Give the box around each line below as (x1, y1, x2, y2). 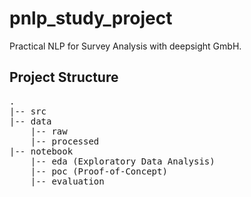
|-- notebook (9, 145, 74, 157)
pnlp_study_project (9, 7, 173, 30)
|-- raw (30, 125, 68, 137)
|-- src (9, 105, 47, 117)
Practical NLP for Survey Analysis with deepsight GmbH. (9, 40, 242, 52)
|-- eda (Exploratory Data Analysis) (30, 155, 216, 167)
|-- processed (30, 135, 100, 147)
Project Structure (9, 69, 119, 86)
